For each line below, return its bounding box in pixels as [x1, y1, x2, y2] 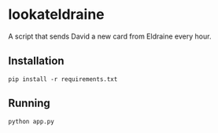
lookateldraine [8, 6, 105, 24]
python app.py [8, 117, 55, 125]
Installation [8, 54, 65, 68]
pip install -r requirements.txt [8, 75, 118, 83]
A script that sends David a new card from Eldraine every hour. [8, 31, 212, 41]
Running [8, 97, 51, 110]
